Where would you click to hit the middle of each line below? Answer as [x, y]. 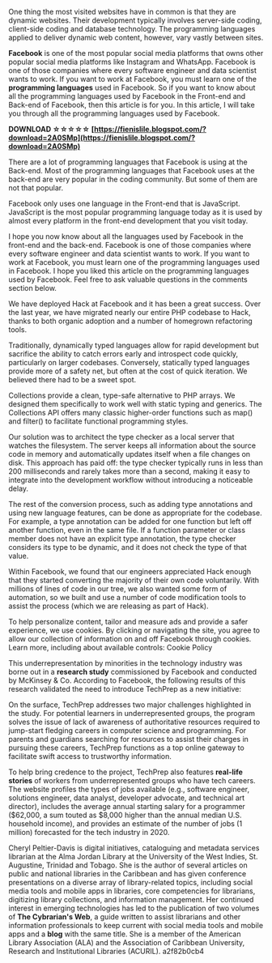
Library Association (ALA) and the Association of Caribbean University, [127, 942]
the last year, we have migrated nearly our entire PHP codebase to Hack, [130, 312]
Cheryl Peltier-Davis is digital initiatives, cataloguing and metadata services [134, 848]
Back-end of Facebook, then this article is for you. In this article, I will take [132, 105]
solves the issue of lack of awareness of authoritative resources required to [134, 722]
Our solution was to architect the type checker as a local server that [121, 437]
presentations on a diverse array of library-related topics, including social [131, 882]
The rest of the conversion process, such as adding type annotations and [131, 504]
